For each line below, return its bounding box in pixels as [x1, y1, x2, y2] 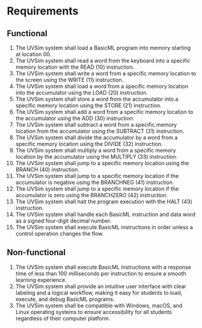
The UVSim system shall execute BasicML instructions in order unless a [15, 224, 193, 230]
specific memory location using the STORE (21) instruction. [15, 102, 162, 109]
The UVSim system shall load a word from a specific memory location [15, 83, 189, 90]
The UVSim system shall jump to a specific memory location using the [15, 160, 189, 166]
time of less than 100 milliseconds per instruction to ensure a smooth [15, 270, 186, 277]
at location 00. [15, 51, 52, 58]
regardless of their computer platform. [15, 315, 111, 322]
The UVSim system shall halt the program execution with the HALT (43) [15, 198, 193, 205]
